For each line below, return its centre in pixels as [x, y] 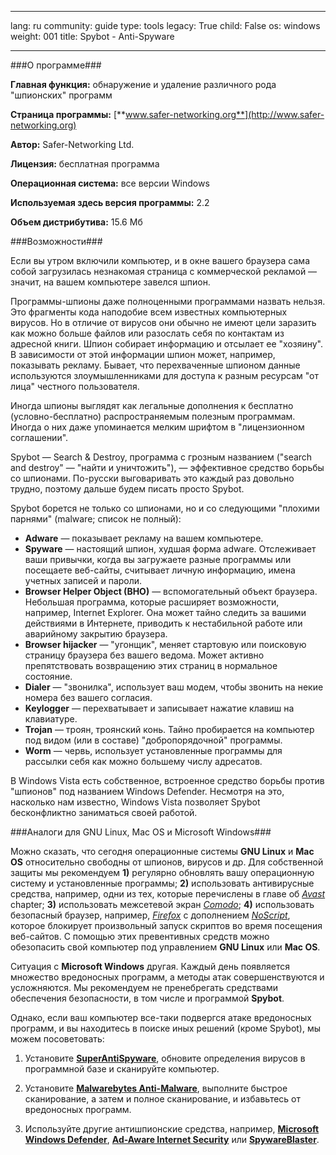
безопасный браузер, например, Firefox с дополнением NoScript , [150, 915]
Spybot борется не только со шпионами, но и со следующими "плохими [165, 508]
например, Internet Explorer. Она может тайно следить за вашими [165, 612]
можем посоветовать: [57, 1039]
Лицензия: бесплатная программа [85, 164]
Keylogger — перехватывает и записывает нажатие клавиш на [159, 708]
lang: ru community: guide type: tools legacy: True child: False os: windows [165, 25]
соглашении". [39, 437]
